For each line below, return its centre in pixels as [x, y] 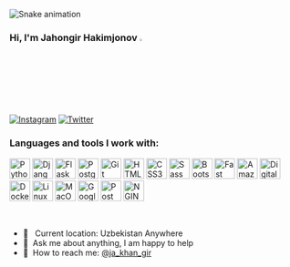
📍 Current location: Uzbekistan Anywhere [103, 233]
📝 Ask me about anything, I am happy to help [108, 242]
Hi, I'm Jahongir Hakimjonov [73, 37]
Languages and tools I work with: [84, 143]
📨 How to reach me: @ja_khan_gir [87, 252]
